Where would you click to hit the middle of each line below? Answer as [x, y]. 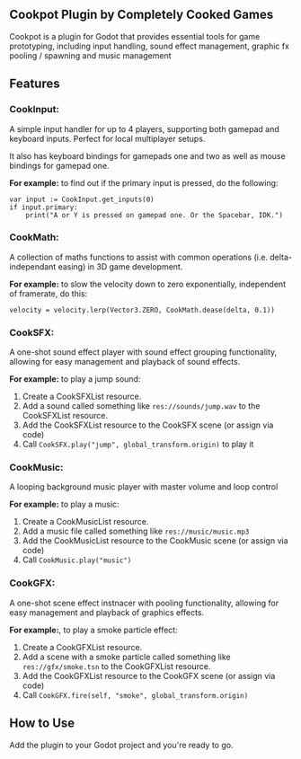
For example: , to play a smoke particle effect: [93, 630]
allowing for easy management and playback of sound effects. [125, 362]
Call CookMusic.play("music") [77, 560]
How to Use [42, 724]
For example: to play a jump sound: [75, 379]
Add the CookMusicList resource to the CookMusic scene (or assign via [155, 541]
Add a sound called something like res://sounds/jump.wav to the [141, 406]
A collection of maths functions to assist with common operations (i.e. [138, 257]
